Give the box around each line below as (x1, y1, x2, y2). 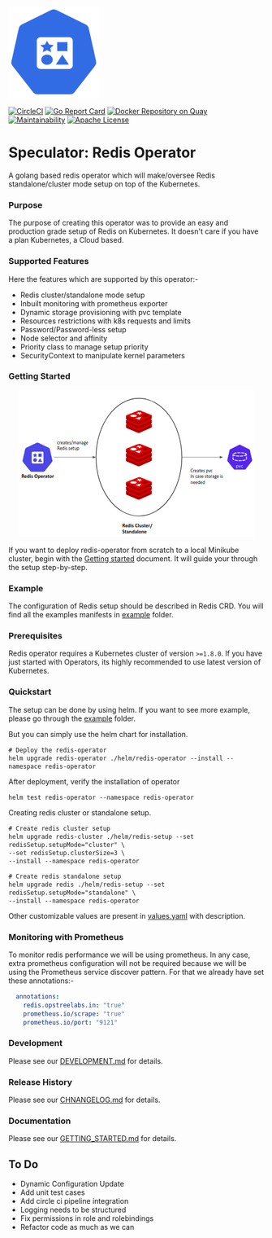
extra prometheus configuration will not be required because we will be (8, 959, 247, 968)
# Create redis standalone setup (8, 872, 122, 880)
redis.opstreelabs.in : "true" (23, 1001, 126, 1009)
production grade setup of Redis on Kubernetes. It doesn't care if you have (8, 226, 259, 236)
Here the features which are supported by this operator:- (8, 274, 199, 283)
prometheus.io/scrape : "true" (23, 1009, 126, 1018)
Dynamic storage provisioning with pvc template (19, 307, 182, 317)
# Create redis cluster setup (8, 824, 111, 832)
